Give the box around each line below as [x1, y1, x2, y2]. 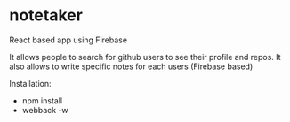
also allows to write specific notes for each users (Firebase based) [9, 61, 254, 72]
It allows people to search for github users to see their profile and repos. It [9, 51, 282, 62]
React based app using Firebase [9, 34, 127, 45]
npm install [21, 95, 63, 106]
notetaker [9, 5, 83, 26]
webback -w [21, 104, 68, 115]
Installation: [9, 78, 52, 88]
